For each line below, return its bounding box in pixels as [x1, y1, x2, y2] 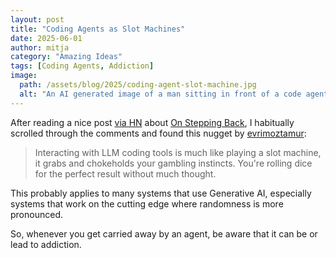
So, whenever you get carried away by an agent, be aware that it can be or [10, 227, 318, 240]
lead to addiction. [10, 238, 82, 250]
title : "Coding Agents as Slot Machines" [10, 24, 186, 34]
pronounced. [10, 208, 63, 220]
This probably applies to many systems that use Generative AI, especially [10, 187, 312, 199]
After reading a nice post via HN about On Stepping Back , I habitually [10, 116, 295, 128]
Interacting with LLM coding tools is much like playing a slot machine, [34, 146, 322, 158]
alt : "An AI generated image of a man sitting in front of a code [19, 89, 302, 99]
